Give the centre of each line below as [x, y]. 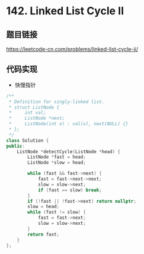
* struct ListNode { [34, 107]
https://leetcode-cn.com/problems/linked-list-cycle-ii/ [72, 49]
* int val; [27, 113]
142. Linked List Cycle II [65, 11]
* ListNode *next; [37, 118]
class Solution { [28, 140]
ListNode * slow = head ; [57, 163]
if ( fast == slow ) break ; [70, 190]
